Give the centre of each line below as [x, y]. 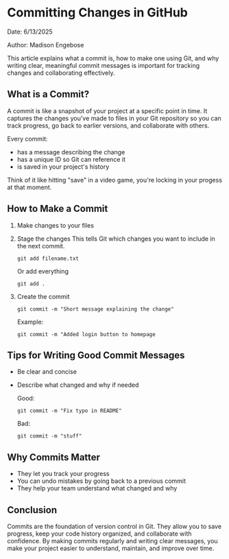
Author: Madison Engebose [46, 45]
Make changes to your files [56, 225]
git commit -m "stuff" [49, 436]
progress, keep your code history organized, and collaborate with [99, 534]
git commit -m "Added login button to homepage [86, 334]
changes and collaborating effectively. [61, 73]
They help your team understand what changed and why [97, 488]
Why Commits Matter [54, 457]
